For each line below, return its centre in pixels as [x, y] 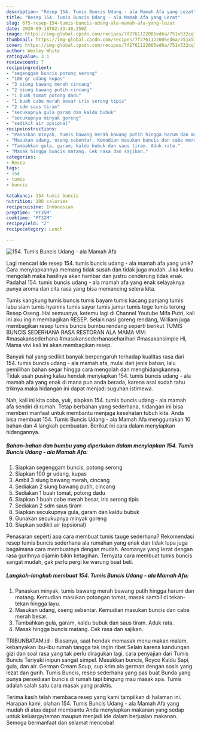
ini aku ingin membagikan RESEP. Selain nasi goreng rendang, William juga [98, 319]
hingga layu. [45, 603]
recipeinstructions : [32, 129]
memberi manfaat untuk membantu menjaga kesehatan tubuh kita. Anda [95, 413]
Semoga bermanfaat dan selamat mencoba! [60, 722]
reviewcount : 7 [25, 62]
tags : [13, 168]
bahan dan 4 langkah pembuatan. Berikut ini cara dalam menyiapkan [91, 425]
